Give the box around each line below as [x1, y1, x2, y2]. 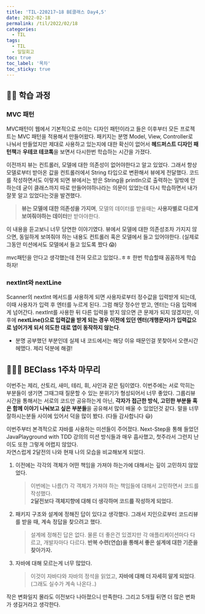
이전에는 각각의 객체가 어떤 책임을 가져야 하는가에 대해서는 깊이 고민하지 [15, 461, 187, 469]
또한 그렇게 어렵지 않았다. [17, 441, 78, 448]
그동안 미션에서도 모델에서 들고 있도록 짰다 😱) [6, 241, 117, 248]
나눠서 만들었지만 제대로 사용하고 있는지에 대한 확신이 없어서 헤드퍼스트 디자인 [6, 140, 193, 148]
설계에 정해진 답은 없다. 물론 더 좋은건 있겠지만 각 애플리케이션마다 [30, 531, 189, 539]
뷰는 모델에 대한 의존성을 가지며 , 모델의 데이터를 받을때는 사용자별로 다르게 [21, 205, 199, 212]
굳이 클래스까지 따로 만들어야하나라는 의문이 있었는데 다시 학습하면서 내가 [22, 184, 198, 192]
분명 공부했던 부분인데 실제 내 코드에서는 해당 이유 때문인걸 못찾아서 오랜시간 [15, 337, 199, 344]
